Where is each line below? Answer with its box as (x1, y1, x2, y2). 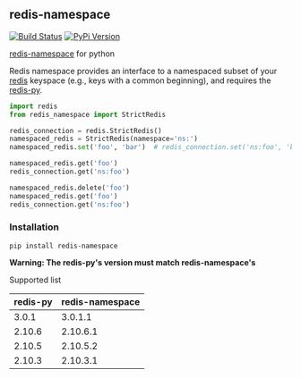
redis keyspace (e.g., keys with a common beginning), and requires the (9, 75, 271, 86)
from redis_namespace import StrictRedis (9, 110, 167, 119)
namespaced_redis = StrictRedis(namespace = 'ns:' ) (9, 134, 199, 144)
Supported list (9, 274, 62, 285)
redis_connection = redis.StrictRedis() (9, 126, 163, 135)
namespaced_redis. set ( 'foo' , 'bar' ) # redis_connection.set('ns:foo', (9, 143, 282, 152)
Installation (9, 221, 60, 233)
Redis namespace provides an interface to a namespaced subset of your (9, 65, 278, 76)
